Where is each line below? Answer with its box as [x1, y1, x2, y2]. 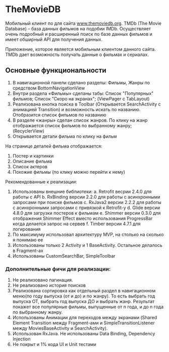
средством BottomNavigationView [12, 85, 85, 91]
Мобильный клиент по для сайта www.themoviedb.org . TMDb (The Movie [5, 20, 161, 26]
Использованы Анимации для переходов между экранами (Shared [12, 315, 157, 321]
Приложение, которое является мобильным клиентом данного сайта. [5, 46, 156, 52]
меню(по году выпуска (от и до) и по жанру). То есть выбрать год [12, 293, 155, 299]
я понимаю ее [12, 236, 43, 243]
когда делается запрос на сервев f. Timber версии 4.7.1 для [12, 221, 141, 227]
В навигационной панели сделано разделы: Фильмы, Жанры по [12, 79, 150, 85]
